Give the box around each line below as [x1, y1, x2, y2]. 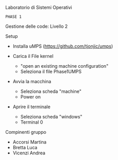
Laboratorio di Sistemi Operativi [5, 5, 72, 10]
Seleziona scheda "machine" [20, 88, 82, 94]
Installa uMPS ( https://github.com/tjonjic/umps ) [12, 43, 113, 49]
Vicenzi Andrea [12, 150, 46, 156]
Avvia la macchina [12, 78, 51, 84]
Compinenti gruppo [5, 129, 47, 135]
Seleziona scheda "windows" [20, 114, 83, 119]
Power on [20, 94, 41, 99]
